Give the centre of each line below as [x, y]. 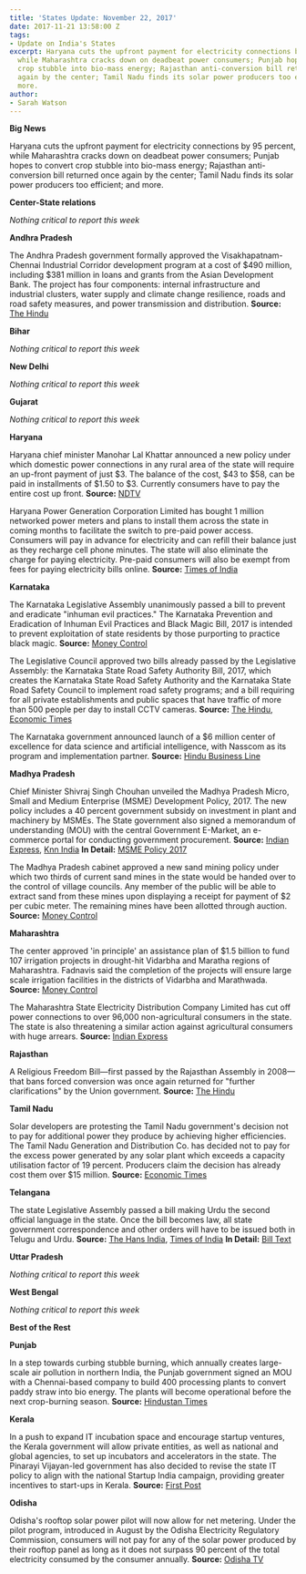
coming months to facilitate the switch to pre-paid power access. [132, 530]
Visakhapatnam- [252, 255]
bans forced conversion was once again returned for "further [141, 1082]
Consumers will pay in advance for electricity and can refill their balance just [153, 540]
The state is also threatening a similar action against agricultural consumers [151, 1027]
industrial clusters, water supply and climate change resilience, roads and [148, 294]
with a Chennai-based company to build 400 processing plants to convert [148, 1383]
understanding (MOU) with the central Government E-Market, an [130, 830]
